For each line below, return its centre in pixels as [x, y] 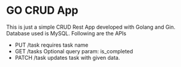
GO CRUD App [42, 10]
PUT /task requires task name [52, 45]
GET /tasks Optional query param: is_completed [74, 51]
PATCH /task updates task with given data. [67, 57]
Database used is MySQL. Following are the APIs [67, 33]
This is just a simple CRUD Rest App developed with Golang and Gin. [91, 27]
